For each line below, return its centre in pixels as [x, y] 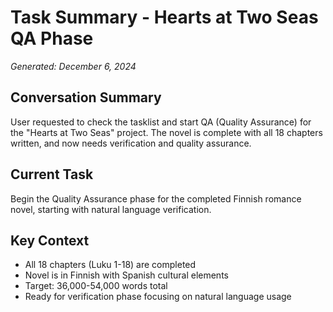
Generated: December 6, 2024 [73, 66]
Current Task [52, 174]
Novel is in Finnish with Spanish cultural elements [126, 275]
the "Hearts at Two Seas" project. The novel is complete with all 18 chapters [166, 132]
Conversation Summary [86, 97]
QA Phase [52, 38]
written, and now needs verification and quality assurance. [131, 143]
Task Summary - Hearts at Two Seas [164, 17]
